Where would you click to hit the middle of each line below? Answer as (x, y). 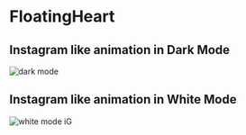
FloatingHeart (62, 17)
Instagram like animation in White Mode (123, 99)
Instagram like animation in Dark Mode (120, 50)
